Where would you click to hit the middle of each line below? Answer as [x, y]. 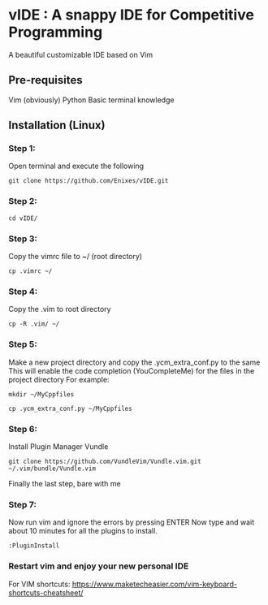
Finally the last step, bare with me [65, 483]
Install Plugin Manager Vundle [58, 446]
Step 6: [23, 429]
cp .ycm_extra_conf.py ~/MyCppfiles [70, 408]
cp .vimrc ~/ [30, 271]
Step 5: [23, 344]
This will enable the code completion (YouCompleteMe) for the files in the [132, 370]
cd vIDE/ [23, 218]
